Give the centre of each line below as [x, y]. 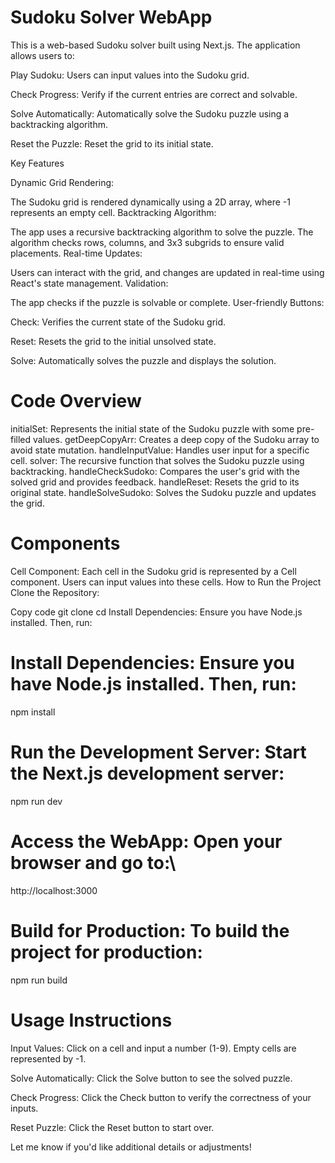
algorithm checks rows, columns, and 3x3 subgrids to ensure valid [147, 242]
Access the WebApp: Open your [146, 841]
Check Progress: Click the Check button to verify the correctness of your [161, 1097]
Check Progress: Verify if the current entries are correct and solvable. [154, 94]
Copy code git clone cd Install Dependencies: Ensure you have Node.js [156, 612]
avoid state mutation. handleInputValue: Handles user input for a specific [160, 450]
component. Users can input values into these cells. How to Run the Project [166, 582]
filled [21, 439]
